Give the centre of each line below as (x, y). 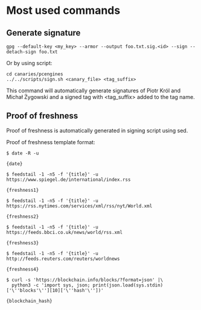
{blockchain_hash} (29, 301)
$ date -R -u (23, 153)
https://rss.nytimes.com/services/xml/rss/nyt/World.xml (79, 206)
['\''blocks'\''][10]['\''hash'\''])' (55, 290)
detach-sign (21, 52)
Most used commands (63, 11)
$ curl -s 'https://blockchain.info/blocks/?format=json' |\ (85, 280)
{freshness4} (23, 269)
